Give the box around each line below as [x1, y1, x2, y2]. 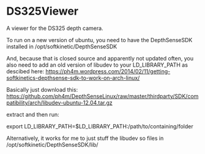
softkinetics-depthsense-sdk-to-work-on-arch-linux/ [6, 74, 140, 81]
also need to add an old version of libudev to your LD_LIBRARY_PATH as [6, 61, 188, 68]
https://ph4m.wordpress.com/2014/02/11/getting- [45, 67, 171, 75]
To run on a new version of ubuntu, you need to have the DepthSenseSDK [6, 36, 193, 43]
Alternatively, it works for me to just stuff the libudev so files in [6, 134, 164, 142]
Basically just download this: [6, 86, 78, 93]
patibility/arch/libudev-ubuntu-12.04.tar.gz [6, 99, 113, 106]
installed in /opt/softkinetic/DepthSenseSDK [6, 43, 117, 50]
